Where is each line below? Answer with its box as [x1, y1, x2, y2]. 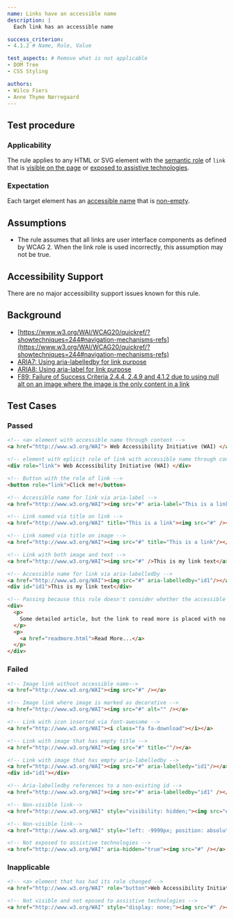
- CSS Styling [7, 68, 49, 75]
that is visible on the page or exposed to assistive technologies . [7, 163, 189, 172]
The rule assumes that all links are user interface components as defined [17, 235, 227, 244]
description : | [7, 17, 52, 24]
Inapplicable [7, 863, 50, 873]
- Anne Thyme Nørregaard [7, 94, 79, 101]
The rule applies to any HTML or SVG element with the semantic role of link [7, 156, 226, 165]
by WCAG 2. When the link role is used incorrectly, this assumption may [17, 243, 224, 251]
